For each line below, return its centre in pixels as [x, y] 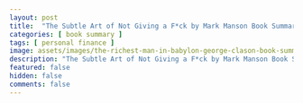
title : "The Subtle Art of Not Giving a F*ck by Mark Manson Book [139, 26]
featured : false [40, 68]
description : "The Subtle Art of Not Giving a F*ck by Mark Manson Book [149, 59]
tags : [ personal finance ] [62, 43]
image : [22, 51]
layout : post [34, 17]
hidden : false [36, 76]
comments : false [40, 84]
